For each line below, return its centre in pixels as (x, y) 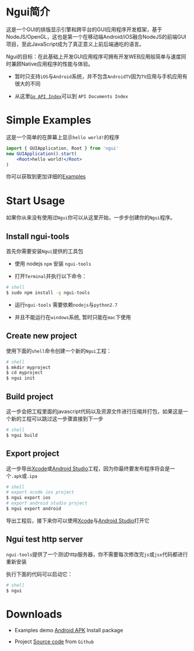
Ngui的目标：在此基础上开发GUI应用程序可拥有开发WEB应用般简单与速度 (93, 56)
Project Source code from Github (54, 642)
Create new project (41, 336)
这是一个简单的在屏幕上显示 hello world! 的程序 (63, 137)
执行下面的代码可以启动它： (39, 574)
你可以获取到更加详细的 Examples (46, 177)
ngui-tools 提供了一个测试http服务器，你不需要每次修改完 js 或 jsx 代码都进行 (97, 554)
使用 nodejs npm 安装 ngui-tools (53, 264)
